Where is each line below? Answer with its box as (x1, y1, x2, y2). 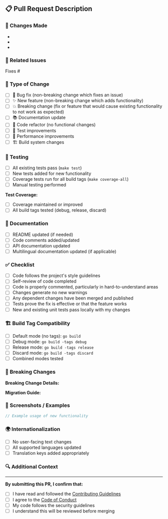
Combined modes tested (12, 356, 63, 362)
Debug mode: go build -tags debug (12, 338, 86, 345)
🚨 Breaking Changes (5, 368, 56, 375)
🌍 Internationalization (5, 425, 60, 432)
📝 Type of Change (5, 80, 49, 87)
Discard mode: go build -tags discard (12, 350, 93, 356)
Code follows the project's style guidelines (12, 273, 100, 279)
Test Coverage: (5, 192, 38, 198)
